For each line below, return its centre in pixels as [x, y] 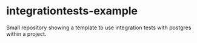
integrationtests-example [72, 11]
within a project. [26, 33]
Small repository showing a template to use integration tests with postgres [99, 27]
